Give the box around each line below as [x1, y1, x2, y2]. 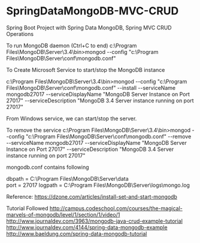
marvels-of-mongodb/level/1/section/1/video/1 [6, 211, 120, 218]
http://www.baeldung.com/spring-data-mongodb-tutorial [6, 230, 147, 237]
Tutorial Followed [6, 205, 49, 212]
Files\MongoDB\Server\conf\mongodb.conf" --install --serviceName [6, 84, 175, 91]
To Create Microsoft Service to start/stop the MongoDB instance [6, 66, 165, 73]
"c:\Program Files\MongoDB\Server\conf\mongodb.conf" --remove [26, 133, 192, 140]
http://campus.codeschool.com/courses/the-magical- [50, 205, 183, 212]
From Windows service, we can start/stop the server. [6, 115, 137, 122]
